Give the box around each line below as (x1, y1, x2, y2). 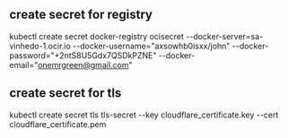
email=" (9, 59, 39, 70)
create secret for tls (9, 85, 122, 101)
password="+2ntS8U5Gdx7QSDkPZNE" (9, 49, 157, 61)
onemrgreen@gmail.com (37, 59, 129, 70)
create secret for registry (9, 7, 153, 22)
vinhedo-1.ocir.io (9, 40, 72, 51)
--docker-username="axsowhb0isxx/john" (73, 40, 231, 51)
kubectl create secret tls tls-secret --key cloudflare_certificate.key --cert (9, 109, 279, 120)
